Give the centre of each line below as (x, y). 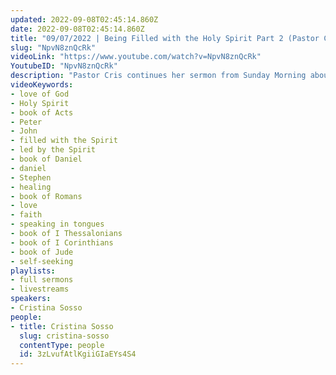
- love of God (40, 94)
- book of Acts (42, 112)
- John (24, 131)
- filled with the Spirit (64, 141)
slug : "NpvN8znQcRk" (53, 47)
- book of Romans (46, 196)
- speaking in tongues (57, 224)
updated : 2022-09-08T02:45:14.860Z (84, 19)
